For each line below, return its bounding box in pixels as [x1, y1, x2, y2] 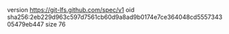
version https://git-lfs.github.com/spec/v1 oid [7, 6, 135, 14]
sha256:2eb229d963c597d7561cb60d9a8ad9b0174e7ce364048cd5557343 [7, 13, 223, 21]
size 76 [45, 20, 67, 28]
